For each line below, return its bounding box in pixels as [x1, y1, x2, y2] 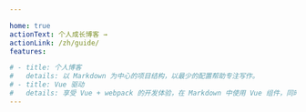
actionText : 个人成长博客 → [9, 29, 107, 39]
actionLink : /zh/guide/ [9, 38, 100, 47]
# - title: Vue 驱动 [9, 80, 85, 89]
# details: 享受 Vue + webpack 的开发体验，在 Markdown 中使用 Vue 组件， [9, 88, 287, 97]
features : [9, 46, 47, 56]
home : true [9, 21, 51, 30]
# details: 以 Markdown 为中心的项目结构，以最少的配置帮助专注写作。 [9, 72, 260, 81]
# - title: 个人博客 [9, 63, 82, 73]
